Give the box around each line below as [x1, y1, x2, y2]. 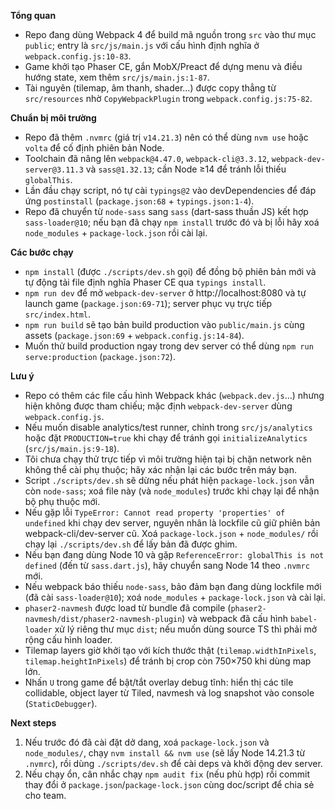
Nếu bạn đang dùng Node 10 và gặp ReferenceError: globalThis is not [24, 549, 325, 560]
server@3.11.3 [24, 165, 84, 175]
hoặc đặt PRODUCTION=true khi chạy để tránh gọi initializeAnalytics [24, 432, 308, 444]
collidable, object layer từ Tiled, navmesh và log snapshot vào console [24, 687, 315, 699]
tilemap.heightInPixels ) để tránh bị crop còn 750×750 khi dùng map [24, 655, 312, 667]
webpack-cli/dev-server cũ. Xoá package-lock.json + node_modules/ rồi [24, 528, 319, 539]
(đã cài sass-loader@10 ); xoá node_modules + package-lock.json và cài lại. [24, 591, 326, 603]
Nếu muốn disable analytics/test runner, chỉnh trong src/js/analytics [24, 421, 313, 433]
